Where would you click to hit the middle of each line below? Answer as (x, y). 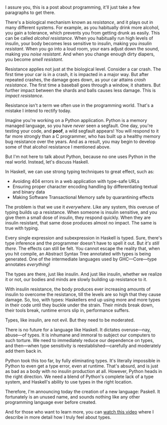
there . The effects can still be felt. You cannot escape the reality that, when (82, 248)
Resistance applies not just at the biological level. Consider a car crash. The (83, 69)
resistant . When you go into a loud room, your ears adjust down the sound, (82, 49)
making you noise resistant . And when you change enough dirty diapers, (80, 54)
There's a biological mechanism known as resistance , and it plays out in (79, 22)
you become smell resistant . (34, 59)
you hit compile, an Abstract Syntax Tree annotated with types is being (78, 254)
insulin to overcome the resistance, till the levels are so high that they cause (83, 294)
